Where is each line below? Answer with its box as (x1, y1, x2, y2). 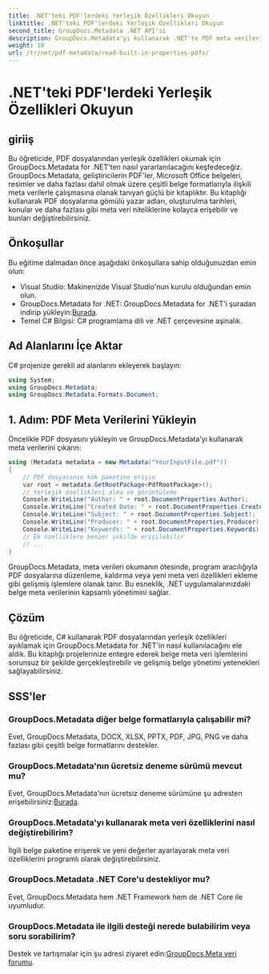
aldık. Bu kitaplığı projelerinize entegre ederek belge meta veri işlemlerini (8, 649, 248, 659)
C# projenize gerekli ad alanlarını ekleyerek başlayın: (8, 360, 182, 370)
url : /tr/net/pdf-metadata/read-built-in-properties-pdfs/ (8, 49, 210, 57)
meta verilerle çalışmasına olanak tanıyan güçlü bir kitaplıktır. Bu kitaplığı (8, 188, 247, 197)
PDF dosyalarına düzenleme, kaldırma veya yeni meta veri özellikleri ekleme (8, 571, 259, 580)
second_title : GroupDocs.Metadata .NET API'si (8, 26, 167, 34)
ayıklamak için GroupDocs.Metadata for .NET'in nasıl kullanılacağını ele (8, 641, 243, 650)
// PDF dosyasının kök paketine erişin (22, 473, 156, 481)
